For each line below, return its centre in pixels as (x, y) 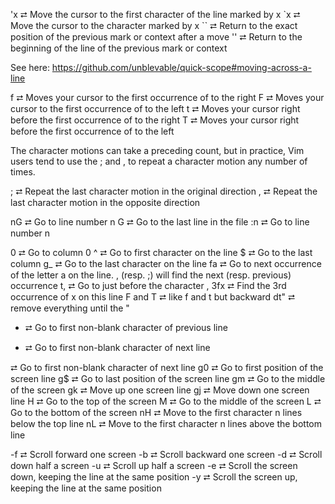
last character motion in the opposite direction (105, 202)
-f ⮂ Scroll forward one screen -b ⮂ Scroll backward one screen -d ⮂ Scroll (166, 454)
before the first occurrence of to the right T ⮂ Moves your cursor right (155, 120)
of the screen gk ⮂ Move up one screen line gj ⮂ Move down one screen (160, 390)
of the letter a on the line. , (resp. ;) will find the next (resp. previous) (151, 275)
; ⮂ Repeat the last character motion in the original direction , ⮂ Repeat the (164, 191)
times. (23, 172)
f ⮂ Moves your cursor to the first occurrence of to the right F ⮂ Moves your (167, 97)
